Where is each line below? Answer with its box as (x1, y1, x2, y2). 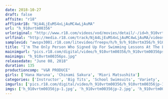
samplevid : (5, 40, 28, 45)
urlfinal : (5, 35, 26, 40)
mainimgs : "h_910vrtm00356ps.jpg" (5, 53, 77, 59)
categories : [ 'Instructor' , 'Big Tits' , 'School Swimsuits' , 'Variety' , (5, 77, 160, 82)
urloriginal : (5, 30, 32, 35)
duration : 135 (5, 63, 35, 68)
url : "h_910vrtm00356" (5, 26, 52, 31)
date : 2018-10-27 (5, 7, 41, 12)
